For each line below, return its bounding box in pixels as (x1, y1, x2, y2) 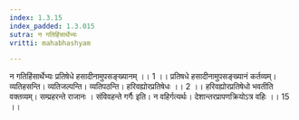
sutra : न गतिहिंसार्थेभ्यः (9, 30, 78, 39)
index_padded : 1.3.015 (9, 22, 95, 31)
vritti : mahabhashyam (9, 38, 92, 48)
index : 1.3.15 (9, 13, 63, 23)
